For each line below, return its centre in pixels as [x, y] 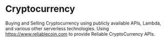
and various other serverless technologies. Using [57, 28]
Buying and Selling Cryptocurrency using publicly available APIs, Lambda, [83, 23]
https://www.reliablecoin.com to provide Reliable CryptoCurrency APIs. [80, 34]
